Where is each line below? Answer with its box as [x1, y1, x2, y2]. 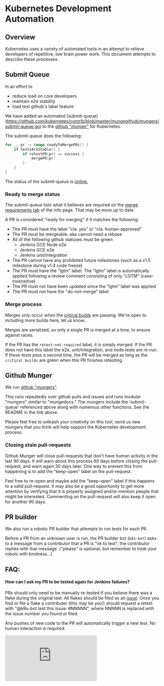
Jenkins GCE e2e [19, 247, 55, 253]
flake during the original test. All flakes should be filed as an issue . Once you [5, 595, 159, 601]
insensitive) [12, 278, 36, 284]
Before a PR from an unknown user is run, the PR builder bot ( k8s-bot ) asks [5, 535, 157, 541]
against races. [5, 332, 34, 338]
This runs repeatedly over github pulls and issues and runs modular [5, 394, 141, 400]
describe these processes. [5, 56, 59, 62]
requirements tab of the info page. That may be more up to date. [5, 207, 135, 213]
